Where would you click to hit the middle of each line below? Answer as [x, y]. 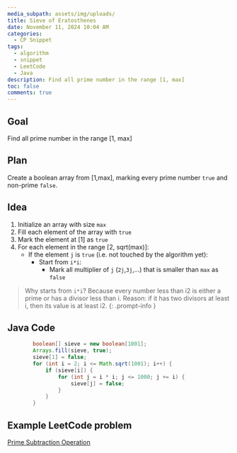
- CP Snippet [33, 40]
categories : [25, 34]
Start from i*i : [60, 261]
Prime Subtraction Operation [49, 442]
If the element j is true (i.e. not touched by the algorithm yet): [118, 254]
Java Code [31, 328]
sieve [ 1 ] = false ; [60, 358]
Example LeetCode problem [70, 425]
